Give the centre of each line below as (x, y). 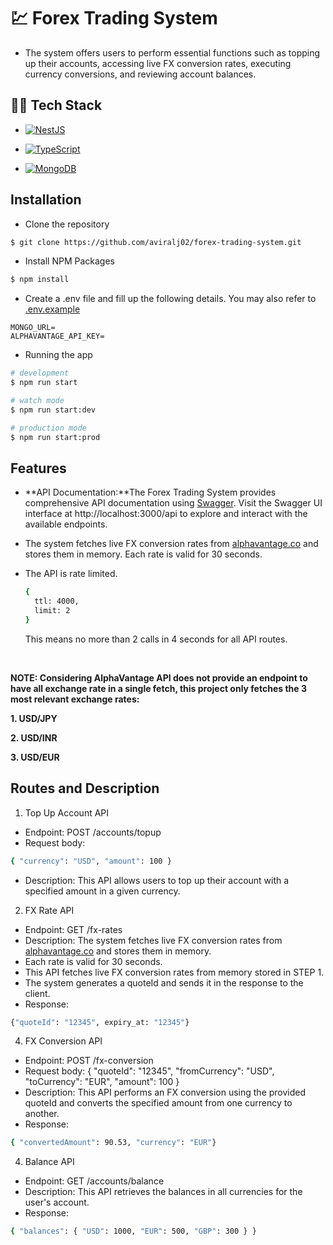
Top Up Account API (67, 812)
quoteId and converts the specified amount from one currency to (158, 1103)
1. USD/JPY (34, 718)
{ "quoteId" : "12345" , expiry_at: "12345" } (100, 1022)
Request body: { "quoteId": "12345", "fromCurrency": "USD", (149, 1071)
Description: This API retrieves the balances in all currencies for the (163, 1192)
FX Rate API (49, 910)
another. (42, 1114)
